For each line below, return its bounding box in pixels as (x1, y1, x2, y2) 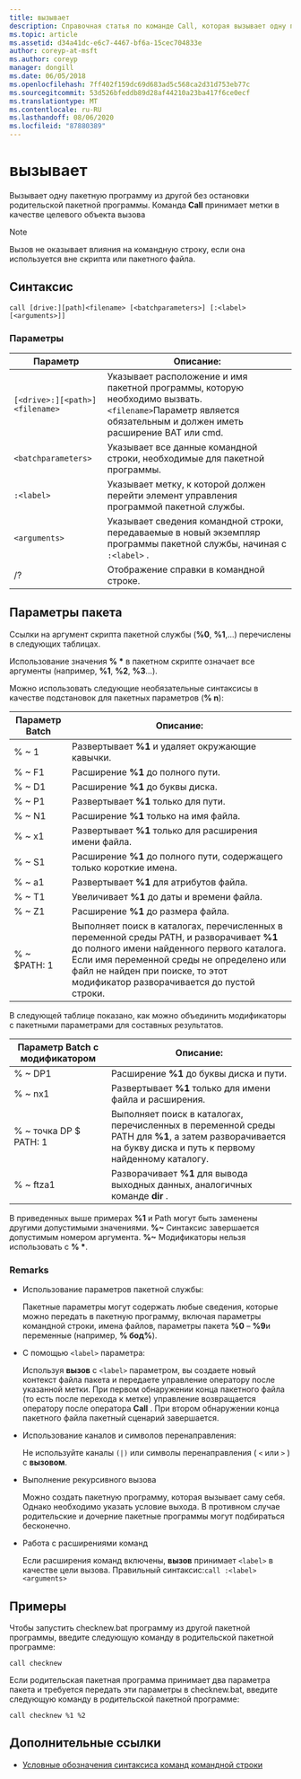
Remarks (9, 1264, 49, 1276)
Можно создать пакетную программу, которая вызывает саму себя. (21, 1492, 286, 1502)
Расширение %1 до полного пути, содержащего (71, 850, 284, 862)
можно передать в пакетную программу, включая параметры (21, 1311, 262, 1322)
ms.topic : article (9, 30, 78, 39)
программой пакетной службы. (107, 500, 245, 513)
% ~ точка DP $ (13, 1124, 81, 1137)
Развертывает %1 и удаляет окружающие (71, 740, 257, 753)
